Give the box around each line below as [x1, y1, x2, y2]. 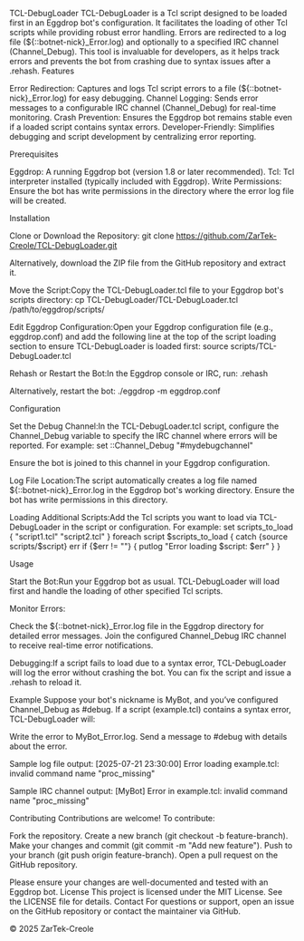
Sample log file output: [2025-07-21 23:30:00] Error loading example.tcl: [9, 759, 280, 769]
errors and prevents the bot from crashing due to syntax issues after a [9, 56, 271, 66]
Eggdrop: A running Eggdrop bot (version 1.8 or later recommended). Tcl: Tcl [9, 167, 295, 177]
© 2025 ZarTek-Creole [9, 924, 94, 934]
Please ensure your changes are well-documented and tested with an [9, 877, 269, 888]
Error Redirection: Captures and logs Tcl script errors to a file [9, 83, 237, 93]
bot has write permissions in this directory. [9, 494, 168, 505]
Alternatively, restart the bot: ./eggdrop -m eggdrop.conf [9, 385, 221, 396]
